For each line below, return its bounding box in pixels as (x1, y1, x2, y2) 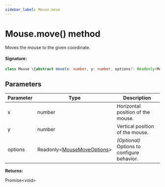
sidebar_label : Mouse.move (5, 7, 60, 12)
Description (123, 94, 151, 101)
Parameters (5, 80, 42, 89)
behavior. (116, 155, 138, 162)
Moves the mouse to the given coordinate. (5, 45, 91, 50)
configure (116, 149, 139, 156)
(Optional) (116, 137, 141, 144)
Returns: (5, 168, 24, 174)
